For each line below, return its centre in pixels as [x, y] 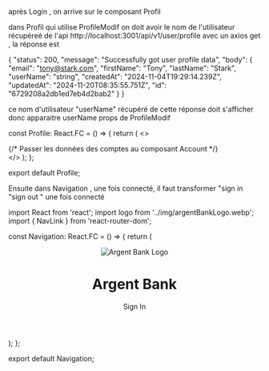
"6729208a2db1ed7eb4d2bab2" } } [66, 94]
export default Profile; [44, 173]
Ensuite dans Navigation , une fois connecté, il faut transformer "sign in [126, 188]
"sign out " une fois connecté [56, 197]
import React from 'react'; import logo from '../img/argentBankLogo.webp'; [131, 212]
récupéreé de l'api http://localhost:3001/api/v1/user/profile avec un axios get [134, 36]
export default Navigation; [51, 358]
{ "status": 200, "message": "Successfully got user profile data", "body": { [130, 60]
